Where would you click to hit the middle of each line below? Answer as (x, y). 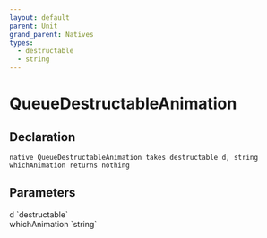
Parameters (43, 193)
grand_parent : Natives (52, 34)
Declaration (43, 137)
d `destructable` (39, 214)
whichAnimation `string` (53, 224)
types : (22, 43)
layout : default (39, 18)
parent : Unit (34, 26)
